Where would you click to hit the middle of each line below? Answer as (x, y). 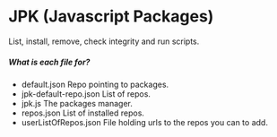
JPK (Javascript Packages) (111, 17)
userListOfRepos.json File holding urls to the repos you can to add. (144, 122)
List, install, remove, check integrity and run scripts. (104, 41)
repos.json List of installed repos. (83, 113)
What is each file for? (49, 62)
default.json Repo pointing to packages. (95, 84)
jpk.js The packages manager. (77, 103)
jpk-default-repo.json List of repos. (86, 94)
